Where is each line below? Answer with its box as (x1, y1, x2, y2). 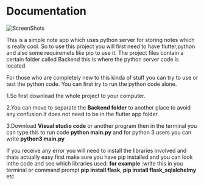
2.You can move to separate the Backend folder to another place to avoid (6, 103, 191, 111)
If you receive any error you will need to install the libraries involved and (6, 147, 187, 154)
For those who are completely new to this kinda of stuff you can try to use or (6, 74, 199, 81)
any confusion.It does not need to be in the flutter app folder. (6, 110, 160, 117)
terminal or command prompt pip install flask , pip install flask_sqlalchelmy (6, 166, 197, 173)
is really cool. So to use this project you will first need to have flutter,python (6, 43, 195, 50)
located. (6, 62, 27, 69)
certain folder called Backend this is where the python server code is (6, 55, 180, 63)
